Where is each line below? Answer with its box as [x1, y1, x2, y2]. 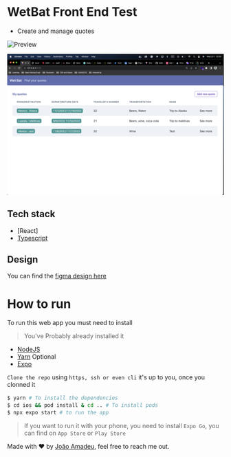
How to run [7, 296, 71, 311]
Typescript [16, 234, 48, 242]
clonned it [7, 381, 36, 389]
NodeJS [16, 345, 41, 354]
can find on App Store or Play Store [23, 429, 126, 437]
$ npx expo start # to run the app [7, 410, 109, 416]
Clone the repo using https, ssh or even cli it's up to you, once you [7, 373, 205, 381]
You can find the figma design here [7, 272, 107, 280]
